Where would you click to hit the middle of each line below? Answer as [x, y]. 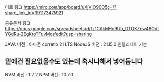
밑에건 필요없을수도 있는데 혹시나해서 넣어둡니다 [74, 61]
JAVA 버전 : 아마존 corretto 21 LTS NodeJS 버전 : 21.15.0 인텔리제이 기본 [76, 44]
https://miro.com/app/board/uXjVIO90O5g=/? [70, 7]
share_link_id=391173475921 [34, 13]
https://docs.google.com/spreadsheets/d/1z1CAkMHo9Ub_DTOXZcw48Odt [82, 29]
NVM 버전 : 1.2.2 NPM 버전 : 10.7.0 [39, 74]
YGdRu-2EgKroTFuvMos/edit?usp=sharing [49, 34]
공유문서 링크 [18, 23]
